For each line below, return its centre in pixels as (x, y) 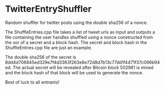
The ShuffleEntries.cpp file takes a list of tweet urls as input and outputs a (80, 32)
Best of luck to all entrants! (32, 82)
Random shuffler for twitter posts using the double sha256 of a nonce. (76, 22)
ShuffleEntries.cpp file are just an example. (49, 47)
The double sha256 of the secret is (41, 57)
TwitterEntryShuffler (49, 9)
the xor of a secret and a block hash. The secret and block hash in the (76, 42)
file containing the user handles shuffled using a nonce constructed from (79, 37)
